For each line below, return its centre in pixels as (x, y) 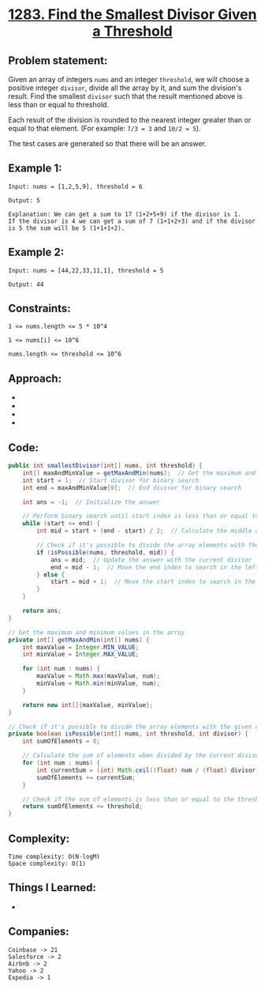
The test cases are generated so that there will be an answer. (107, 143)
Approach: (35, 378)
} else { (51, 574)
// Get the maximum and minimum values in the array (97, 632)
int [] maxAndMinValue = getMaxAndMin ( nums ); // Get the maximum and (139, 473)
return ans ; (42, 611)
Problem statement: (58, 60)
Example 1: (35, 169)
